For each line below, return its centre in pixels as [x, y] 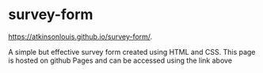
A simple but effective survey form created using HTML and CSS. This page [132, 52]
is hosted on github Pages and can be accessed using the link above [120, 60]
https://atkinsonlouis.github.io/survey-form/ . [80, 36]
